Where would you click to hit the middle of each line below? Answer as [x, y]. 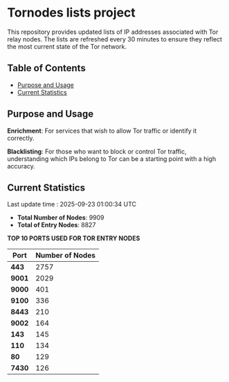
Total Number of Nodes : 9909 [61, 218]
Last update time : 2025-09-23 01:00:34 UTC [72, 204]
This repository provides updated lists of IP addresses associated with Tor [113, 32]
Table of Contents [47, 68]
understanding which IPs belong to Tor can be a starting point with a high [112, 159]
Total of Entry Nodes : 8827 [56, 225]
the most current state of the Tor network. [67, 46]
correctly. [21, 138]
